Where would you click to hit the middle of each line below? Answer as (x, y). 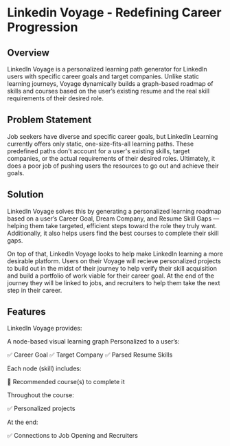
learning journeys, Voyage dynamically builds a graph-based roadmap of (110, 83)
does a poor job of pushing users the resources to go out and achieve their (113, 166)
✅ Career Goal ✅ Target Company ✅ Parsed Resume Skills (90, 355)
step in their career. (35, 290)
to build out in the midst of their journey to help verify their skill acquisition (112, 268)
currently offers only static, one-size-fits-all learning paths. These (101, 144)
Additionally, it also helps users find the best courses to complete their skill (113, 233)
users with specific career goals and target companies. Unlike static (103, 76)
